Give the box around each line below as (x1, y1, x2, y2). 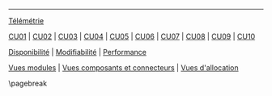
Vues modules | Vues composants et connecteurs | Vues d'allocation (8, 63, 239, 73)
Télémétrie (8, 16, 45, 25)
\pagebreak (8, 78, 47, 88)
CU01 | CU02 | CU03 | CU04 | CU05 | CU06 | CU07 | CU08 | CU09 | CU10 (8, 31, 256, 41)
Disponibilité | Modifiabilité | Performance (8, 48, 147, 56)
